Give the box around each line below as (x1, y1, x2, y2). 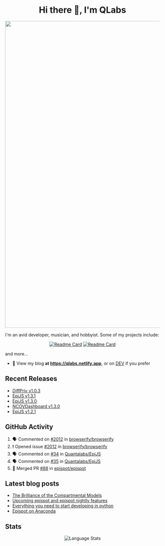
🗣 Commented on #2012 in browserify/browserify (12, 436, 114, 442)
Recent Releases (5, 375, 57, 383)
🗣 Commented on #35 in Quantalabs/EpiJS (12, 458, 101, 464)
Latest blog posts (5, 479, 59, 488)
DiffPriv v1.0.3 (12, 387, 41, 393)
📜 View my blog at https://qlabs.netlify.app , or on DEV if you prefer (12, 360, 151, 366)
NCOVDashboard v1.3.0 (12, 403, 60, 409)
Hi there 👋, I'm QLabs (39, 4, 126, 16)
